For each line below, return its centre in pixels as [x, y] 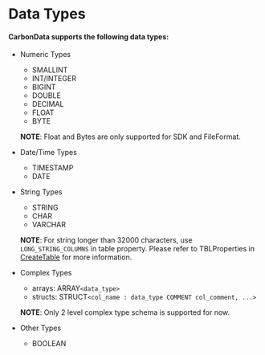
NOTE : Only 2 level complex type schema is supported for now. [125, 312]
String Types [41, 192]
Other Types [41, 328]
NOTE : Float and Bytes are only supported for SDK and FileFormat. [130, 137]
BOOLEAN [49, 344]
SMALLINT [50, 70]
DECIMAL [48, 104]
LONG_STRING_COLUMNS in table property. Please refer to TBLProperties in [137, 249]
